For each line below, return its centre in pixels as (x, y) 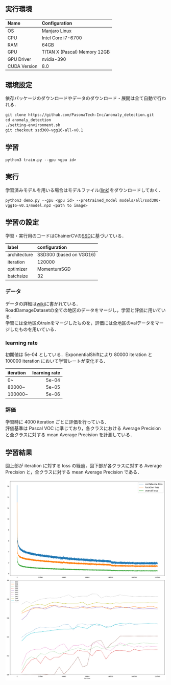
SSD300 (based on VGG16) (67, 255)
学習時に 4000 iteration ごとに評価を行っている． (57, 422)
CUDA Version (22, 66)
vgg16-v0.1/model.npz (28, 205)
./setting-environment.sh (33, 125)
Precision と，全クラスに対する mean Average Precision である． (74, 472)
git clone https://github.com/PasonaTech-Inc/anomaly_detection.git (80, 115)
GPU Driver (19, 59)
